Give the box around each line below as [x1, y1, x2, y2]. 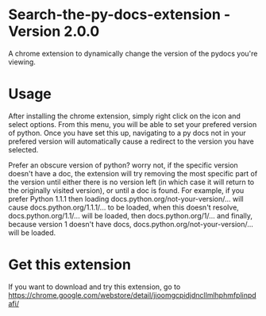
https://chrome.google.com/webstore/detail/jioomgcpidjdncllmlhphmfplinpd [8, 290, 256, 299]
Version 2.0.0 [8, 22, 100, 40]
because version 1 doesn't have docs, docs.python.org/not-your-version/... [8, 219, 254, 229]
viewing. [8, 57, 36, 67]
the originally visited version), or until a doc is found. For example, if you [8, 185, 245, 195]
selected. [8, 145, 39, 154]
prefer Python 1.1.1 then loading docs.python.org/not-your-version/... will [8, 194, 244, 203]
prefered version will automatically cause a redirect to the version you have [8, 137, 254, 146]
